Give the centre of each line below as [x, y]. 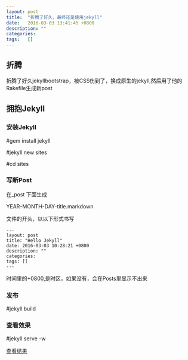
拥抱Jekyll [26, 109]
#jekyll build [21, 309]
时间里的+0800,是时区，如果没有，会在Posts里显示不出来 [77, 278]
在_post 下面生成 [27, 194]
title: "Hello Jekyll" [34, 240]
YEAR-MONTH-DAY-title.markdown [50, 206]
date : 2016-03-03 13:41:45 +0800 [50, 23]
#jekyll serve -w [26, 339]
